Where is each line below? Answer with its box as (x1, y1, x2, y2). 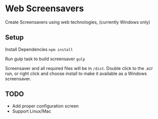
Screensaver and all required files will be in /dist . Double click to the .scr (5, 65, 153, 71)
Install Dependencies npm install (5, 46, 73, 52)
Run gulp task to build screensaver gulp (5, 56, 85, 62)
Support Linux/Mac (12, 108, 52, 114)
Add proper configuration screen (12, 103, 79, 109)
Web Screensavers (5, 3, 84, 14)
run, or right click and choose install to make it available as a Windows (5, 71, 147, 76)
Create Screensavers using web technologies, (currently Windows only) (5, 19, 151, 25)
